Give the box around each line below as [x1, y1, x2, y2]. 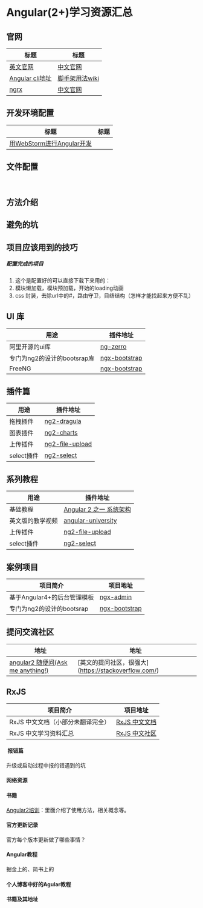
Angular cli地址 [9, 74, 52, 82]
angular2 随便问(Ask [9, 658, 68, 667]
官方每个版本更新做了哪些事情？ [6, 836, 86, 843]
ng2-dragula [44, 417, 82, 426]
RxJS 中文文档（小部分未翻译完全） [9, 718, 111, 726]
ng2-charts [44, 429, 78, 437]
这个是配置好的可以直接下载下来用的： [14, 276, 111, 284]
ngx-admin [99, 593, 132, 601]
